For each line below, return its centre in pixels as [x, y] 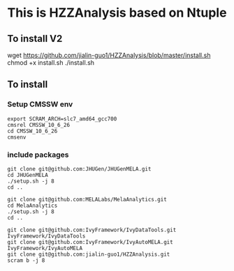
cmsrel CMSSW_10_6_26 [39, 125]
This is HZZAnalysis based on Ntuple [117, 13]
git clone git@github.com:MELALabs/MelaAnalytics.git [87, 199]
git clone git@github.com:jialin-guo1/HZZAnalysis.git [89, 254]
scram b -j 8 [26, 260]
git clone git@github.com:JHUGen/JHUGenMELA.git [79, 169]
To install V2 [35, 39]
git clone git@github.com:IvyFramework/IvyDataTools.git [92, 230]
